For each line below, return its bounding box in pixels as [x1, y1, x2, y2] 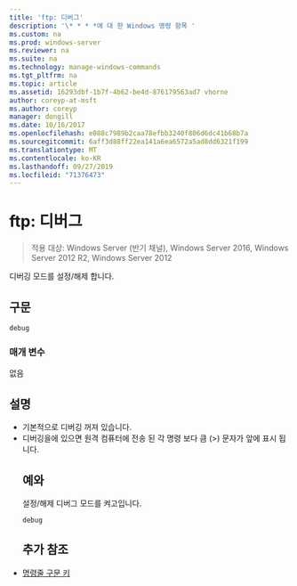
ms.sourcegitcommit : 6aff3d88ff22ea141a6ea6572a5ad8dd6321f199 [9, 137, 249, 146]
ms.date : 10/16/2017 [9, 121, 86, 130]
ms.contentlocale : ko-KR [9, 153, 101, 163]
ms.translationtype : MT [9, 145, 98, 154]
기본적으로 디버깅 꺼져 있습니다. [21, 422, 132, 433]
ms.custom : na [9, 29, 62, 38]
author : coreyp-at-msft [9, 95, 98, 105]
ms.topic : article [9, 79, 77, 88]
